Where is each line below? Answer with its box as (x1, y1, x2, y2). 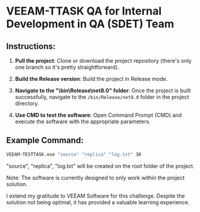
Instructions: (6, 41, 56, 51)
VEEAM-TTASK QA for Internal (6, 4, 162, 18)
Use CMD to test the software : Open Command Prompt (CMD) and (14, 112, 182, 118)
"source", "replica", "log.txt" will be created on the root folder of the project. (6, 162, 195, 170)
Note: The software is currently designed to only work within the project (6, 174, 185, 181)
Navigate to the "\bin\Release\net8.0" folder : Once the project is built (14, 87, 191, 94)
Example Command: (6, 135, 84, 146)
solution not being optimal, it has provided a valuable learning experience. (6, 198, 190, 206)
